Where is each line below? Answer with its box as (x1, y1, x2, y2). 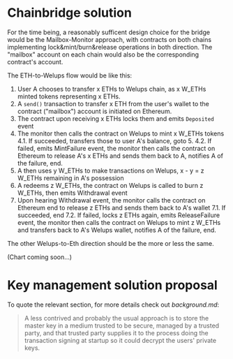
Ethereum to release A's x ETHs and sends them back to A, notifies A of (17, 152, 223, 160)
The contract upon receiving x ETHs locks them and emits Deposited (17, 114, 214, 123)
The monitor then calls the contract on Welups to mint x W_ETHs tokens (17, 129, 225, 138)
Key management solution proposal (7, 277, 218, 293)
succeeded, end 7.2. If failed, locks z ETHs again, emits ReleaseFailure (17, 211, 220, 219)
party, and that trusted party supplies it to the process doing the (24, 328, 209, 337)
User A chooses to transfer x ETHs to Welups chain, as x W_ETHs (17, 85, 206, 93)
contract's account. (7, 57, 63, 66)
